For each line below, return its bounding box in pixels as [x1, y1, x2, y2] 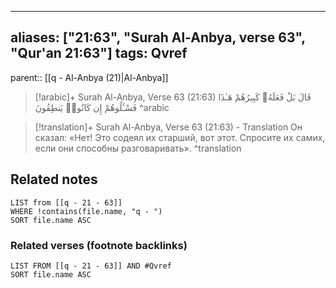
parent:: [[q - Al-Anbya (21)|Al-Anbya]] [10, 71, 169, 83]
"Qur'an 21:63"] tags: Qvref [10, 45, 188, 62]
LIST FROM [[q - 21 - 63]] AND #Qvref [10, 261, 172, 271]
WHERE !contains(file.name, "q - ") [10, 206, 163, 216]
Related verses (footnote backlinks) [10, 238, 188, 252]
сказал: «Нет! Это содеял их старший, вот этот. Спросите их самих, [34, 131, 326, 143]
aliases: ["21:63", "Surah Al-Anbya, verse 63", [10, 29, 306, 46]
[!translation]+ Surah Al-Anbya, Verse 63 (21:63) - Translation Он [34, 121, 303, 133]
